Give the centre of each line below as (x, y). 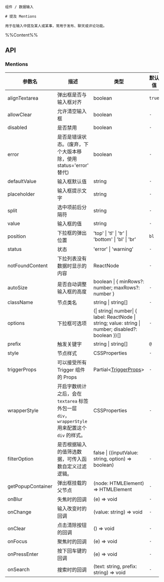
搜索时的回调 (72, 570)
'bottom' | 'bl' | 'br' (115, 239)
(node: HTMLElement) (119, 483)
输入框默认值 (72, 181)
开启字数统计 (72, 386)
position (17, 236)
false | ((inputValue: (116, 452)
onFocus (18, 541)
